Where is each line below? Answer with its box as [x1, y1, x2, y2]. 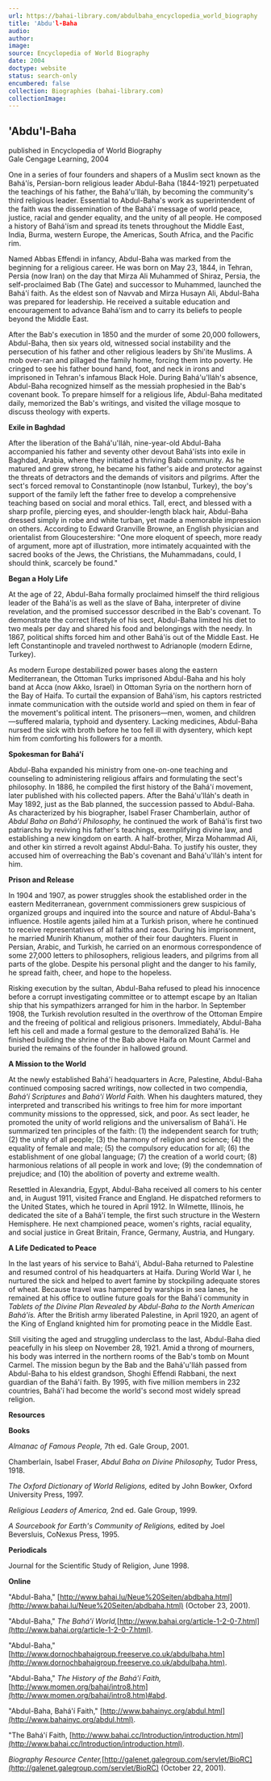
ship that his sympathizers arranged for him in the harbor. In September [8, 1001, 246, 1010]
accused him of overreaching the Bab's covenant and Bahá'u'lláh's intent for [8, 851, 263, 860]
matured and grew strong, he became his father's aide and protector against [8, 464, 262, 474]
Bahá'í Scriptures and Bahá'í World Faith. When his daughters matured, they [8, 1092, 263, 1102]
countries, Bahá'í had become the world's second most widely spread [8, 1386, 241, 1396]
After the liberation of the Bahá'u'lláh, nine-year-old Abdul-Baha [8, 438, 222, 448]
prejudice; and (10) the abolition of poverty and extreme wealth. [8, 1169, 220, 1179]
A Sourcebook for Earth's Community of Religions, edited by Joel [8, 1521, 226, 1531]
